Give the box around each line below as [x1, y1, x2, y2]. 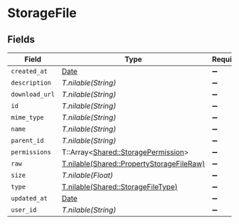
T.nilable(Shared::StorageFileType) [61, 182, 178, 191]
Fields [7, 33, 36, 46]
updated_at [11, 194, 48, 202]
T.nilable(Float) [61, 171, 114, 180]
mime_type [11, 114, 44, 122]
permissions [11, 148, 52, 156]
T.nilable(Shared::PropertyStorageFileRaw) [61, 159, 206, 169]
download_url [11, 90, 55, 98]
